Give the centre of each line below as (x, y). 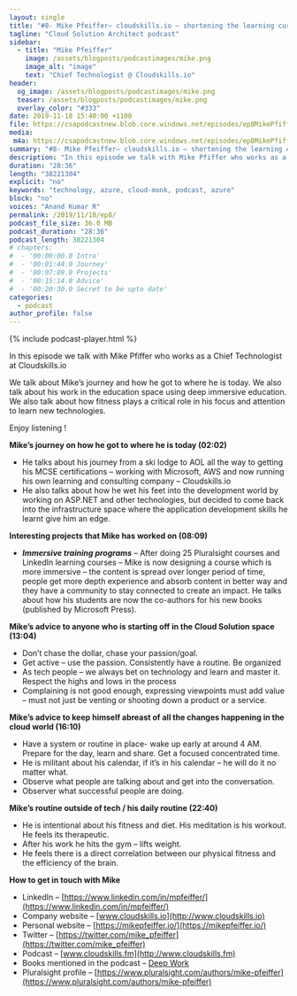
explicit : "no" (37, 182)
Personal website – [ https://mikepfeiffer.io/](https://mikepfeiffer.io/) (144, 925)
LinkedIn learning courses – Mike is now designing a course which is (147, 562)
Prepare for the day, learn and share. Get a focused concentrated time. (151, 753)
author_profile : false (51, 314)
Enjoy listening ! (38, 428)
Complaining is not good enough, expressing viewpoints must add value (153, 691)
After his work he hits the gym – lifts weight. (102, 844)
